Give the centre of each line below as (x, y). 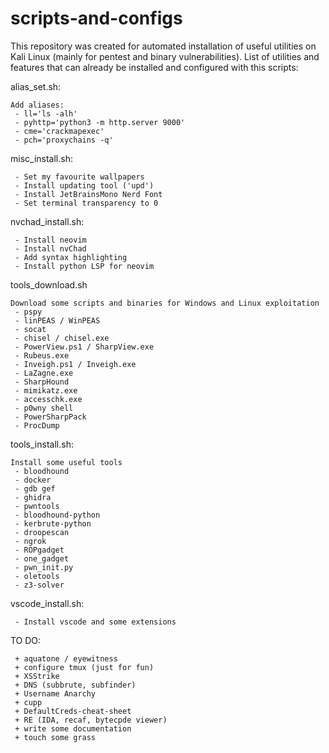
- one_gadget (42, 558)
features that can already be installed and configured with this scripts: (154, 67)
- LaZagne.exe (44, 373)
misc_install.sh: (41, 158)
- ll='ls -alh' (46, 113)
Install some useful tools (66, 462)
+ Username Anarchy (55, 693)
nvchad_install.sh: (47, 221)
